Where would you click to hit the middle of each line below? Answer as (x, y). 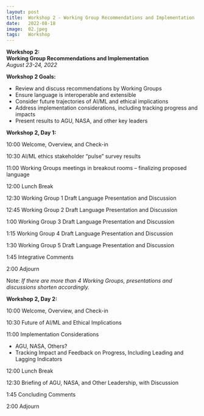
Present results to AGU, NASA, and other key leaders (81, 121)
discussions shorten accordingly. (48, 287)
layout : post (23, 12)
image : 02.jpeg (27, 29)
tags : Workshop (28, 35)
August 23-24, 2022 (32, 65)
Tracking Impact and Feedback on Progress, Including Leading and (99, 353)
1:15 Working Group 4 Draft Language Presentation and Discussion (90, 234)
